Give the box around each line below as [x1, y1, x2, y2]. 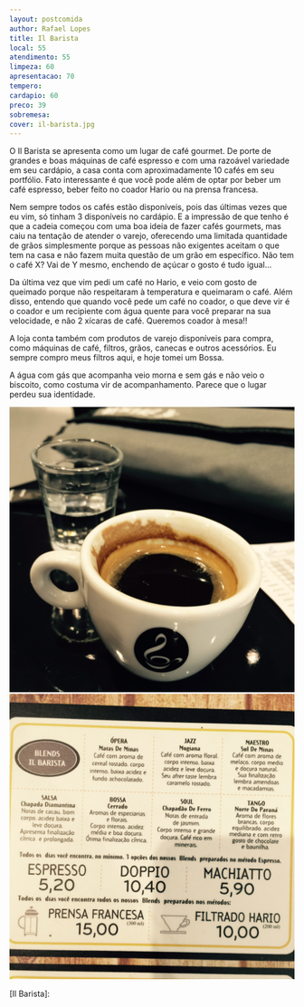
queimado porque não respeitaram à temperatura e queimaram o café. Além [9, 286, 293, 298]
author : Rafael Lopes [9, 24, 91, 34]
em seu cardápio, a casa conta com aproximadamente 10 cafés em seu [9, 165, 274, 176]
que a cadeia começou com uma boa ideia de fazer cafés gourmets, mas [9, 221, 282, 232]
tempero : [9, 82, 43, 91]
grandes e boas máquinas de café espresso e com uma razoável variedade [9, 155, 290, 167]
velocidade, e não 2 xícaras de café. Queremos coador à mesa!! [9, 315, 248, 326]
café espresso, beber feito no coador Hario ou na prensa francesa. [9, 184, 259, 195]
